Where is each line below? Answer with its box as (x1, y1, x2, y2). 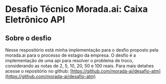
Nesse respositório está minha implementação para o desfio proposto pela (5, 47, 159, 53)
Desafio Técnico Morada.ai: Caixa (5, 3, 148, 15)
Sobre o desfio (5, 34, 51, 42)
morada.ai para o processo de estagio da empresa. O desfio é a (5, 52, 136, 58)
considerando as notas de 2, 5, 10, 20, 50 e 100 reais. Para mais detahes (5, 63, 154, 69)
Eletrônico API (5, 14, 65, 25)
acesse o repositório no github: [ (5, 68, 72, 74)
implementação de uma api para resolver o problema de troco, (5, 58, 134, 63)
